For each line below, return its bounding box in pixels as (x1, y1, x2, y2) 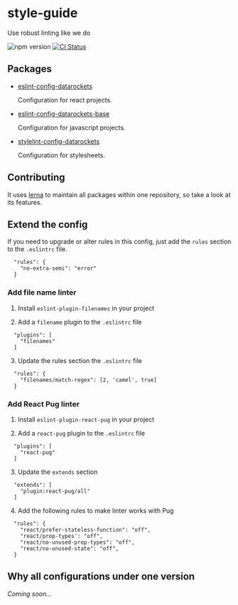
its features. (7, 198, 43, 206)
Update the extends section (17, 468, 98, 476)
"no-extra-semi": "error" (20, 265, 97, 272)
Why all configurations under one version (7, 571, 195, 583)
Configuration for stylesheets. (17, 151, 105, 159)
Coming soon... (7, 589, 52, 598)
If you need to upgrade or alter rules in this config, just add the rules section (7, 237, 232, 246)
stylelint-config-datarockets (17, 137, 100, 145)
